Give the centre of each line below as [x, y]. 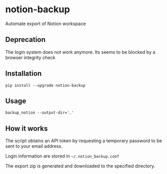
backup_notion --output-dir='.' [40, 113]
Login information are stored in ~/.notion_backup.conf [62, 156]
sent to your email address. [34, 146]
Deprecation [26, 40]
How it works [27, 128]
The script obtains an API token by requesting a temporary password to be [84, 141]
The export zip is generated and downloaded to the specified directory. [80, 166]
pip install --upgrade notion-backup [45, 85]
